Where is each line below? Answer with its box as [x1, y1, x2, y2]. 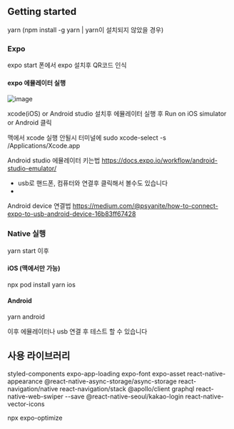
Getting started [7, 6, 77, 18]
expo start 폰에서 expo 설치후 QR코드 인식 [7, 61, 127, 70]
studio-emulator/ [7, 164, 57, 173]
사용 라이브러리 [7, 350, 71, 362]
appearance [7, 377, 43, 386]
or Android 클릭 [7, 118, 52, 127]
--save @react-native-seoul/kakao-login [64, 392, 184, 400]
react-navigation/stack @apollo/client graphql [59, 384, 195, 393]
